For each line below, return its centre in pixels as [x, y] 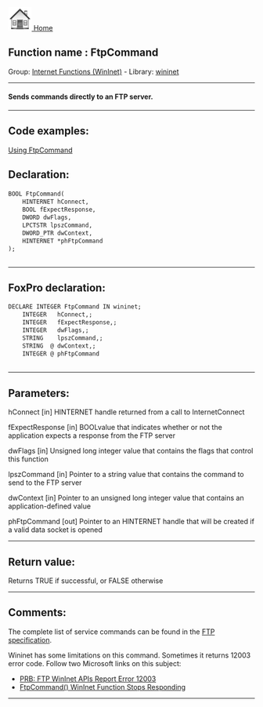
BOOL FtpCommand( [36, 194]
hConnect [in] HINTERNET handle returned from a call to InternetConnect [126, 412]
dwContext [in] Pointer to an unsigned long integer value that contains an [126, 498]
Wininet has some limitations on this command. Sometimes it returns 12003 [130, 655]
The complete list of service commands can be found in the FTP [112, 632]
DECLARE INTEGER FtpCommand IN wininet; [75, 307]
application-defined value [50, 506]
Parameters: [39, 393]
